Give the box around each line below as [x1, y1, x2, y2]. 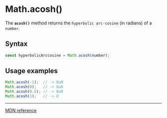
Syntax [5, 40, 28, 48]
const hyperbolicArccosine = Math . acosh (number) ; [5, 53, 110, 58]
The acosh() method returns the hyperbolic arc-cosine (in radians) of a [5, 20, 152, 26]
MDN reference [5, 107, 37, 113]
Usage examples [5, 67, 58, 75]
